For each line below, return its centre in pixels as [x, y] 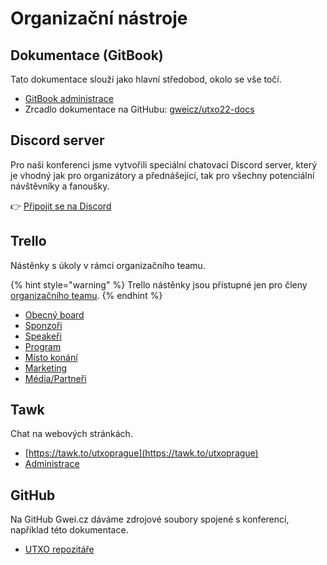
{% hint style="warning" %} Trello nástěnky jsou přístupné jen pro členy [159, 284]
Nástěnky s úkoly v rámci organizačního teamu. [108, 265]
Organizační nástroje [99, 18]
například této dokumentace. [69, 530]
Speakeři [43, 336]
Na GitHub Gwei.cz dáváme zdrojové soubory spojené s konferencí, [150, 519]
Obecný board [54, 314]
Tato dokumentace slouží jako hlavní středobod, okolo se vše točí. [146, 79]
